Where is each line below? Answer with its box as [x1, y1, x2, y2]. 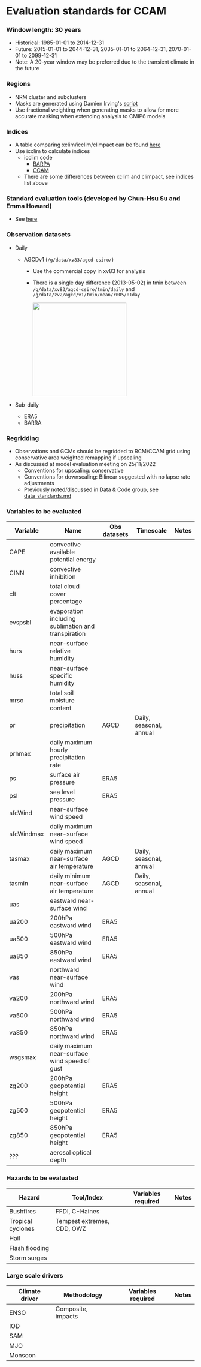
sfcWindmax [9, 830, 44, 838]
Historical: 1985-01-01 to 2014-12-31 [14, 39, 105, 46]
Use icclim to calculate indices [14, 148, 90, 155]
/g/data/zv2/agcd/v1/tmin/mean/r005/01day [32, 292, 141, 298]
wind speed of [50, 1057, 90, 1065]
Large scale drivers [6, 1272, 64, 1280]
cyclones [9, 1224, 35, 1233]
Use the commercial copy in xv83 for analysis [32, 267, 145, 274]
